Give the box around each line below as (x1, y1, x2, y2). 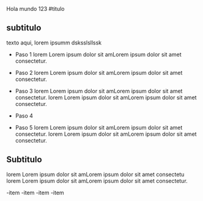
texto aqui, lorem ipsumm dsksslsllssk (6, 39, 102, 46)
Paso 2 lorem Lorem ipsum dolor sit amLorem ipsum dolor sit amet (15, 69, 183, 76)
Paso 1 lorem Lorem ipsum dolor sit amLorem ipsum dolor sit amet (15, 51, 182, 58)
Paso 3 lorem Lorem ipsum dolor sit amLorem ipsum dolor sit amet (15, 87, 183, 94)
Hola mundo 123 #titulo (6, 5, 65, 12)
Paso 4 (15, 112, 34, 119)
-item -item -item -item (6, 189, 64, 196)
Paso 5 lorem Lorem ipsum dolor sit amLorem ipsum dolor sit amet (15, 124, 183, 131)
